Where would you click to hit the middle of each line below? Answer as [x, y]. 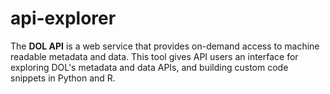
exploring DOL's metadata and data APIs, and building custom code [149, 67]
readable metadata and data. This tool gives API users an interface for [154, 56]
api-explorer [63, 18]
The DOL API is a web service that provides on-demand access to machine [165, 46]
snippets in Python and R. [63, 78]
